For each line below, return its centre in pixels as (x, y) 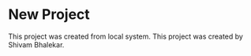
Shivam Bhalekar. (36, 44)
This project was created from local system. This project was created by (126, 36)
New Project (49, 15)
